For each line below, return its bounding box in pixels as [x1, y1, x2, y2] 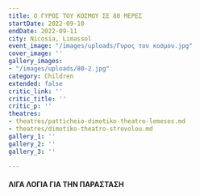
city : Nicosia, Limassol [8, 34, 92, 43]
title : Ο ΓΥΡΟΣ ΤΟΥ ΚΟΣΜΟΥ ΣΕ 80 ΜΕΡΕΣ [8, 11, 143, 20]
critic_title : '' [8, 95, 67, 103]
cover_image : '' [8, 49, 63, 58]
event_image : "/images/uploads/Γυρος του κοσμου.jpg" [8, 42, 194, 50]
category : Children [8, 72, 74, 80]
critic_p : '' [8, 102, 52, 110]
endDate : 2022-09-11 [8, 27, 78, 35]
